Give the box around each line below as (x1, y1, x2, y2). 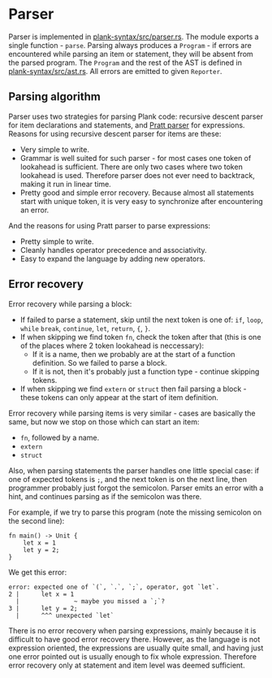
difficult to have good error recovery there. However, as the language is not (8, 634, 261, 644)
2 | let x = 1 (8, 590, 75, 598)
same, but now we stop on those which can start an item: (8, 416, 201, 427)
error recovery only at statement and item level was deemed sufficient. (8, 660, 245, 670)
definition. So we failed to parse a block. (32, 358, 168, 367)
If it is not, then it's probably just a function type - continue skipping (32, 367, 260, 376)
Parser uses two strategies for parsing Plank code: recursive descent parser (8, 111, 264, 121)
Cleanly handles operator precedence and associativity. (19, 245, 207, 254)
